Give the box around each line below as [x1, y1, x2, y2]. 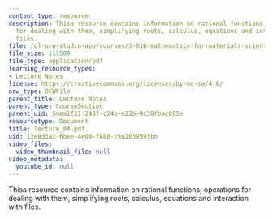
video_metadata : [8, 155, 63, 163]
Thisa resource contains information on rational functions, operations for [8, 185, 252, 194]
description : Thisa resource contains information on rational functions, [8, 19, 267, 28]
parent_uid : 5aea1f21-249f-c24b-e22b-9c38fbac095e [8, 110, 184, 118]
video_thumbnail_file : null [15, 147, 111, 156]
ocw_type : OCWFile [8, 87, 71, 96]
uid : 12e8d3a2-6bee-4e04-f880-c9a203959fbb [8, 132, 158, 140]
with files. [8, 202, 41, 212]
